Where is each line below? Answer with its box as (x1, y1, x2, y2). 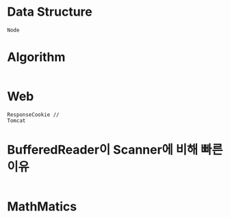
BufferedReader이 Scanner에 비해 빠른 (7, 142, 223, 157)
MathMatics (7, 199, 77, 214)
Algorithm (7, 49, 66, 65)
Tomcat (7, 117, 26, 124)
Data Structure (7, 4, 92, 20)
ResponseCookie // (7, 111, 60, 118)
